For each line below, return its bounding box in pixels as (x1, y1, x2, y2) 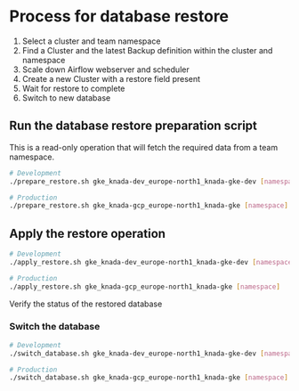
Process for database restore (9, 6, 230, 27)
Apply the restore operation (9, 225, 166, 241)
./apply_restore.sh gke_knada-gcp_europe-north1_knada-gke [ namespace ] (9, 282, 280, 291)
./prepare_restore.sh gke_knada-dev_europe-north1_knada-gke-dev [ (9, 176, 265, 186)
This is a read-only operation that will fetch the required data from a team (9, 142, 279, 152)
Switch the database (9, 321, 101, 333)
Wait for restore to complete (21, 83, 125, 94)
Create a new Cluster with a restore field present (21, 73, 201, 84)
